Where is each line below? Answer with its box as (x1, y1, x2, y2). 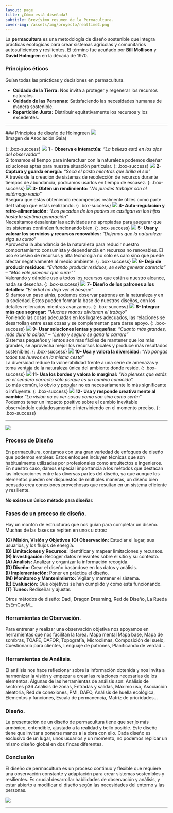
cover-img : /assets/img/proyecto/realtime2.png (5, 22, 110, 27)
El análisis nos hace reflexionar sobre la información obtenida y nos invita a (5, 667, 165, 673)
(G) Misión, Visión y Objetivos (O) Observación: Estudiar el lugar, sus (5, 537, 154, 543)
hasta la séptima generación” (5, 213, 68, 219)
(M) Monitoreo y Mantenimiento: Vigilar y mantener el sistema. (5, 575, 140, 581)
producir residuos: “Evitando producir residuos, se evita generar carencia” (5, 263, 166, 270)
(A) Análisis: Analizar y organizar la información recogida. (5, 559, 129, 565)
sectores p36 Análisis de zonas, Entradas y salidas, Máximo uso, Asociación (5, 683, 167, 690)
